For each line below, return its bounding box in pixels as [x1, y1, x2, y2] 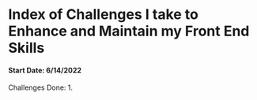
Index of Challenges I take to [8, 6, 199, 24]
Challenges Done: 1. [8, 83, 74, 92]
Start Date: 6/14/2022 [8, 65, 81, 75]
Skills [8, 39, 45, 57]
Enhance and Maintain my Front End [8, 22, 250, 40]
